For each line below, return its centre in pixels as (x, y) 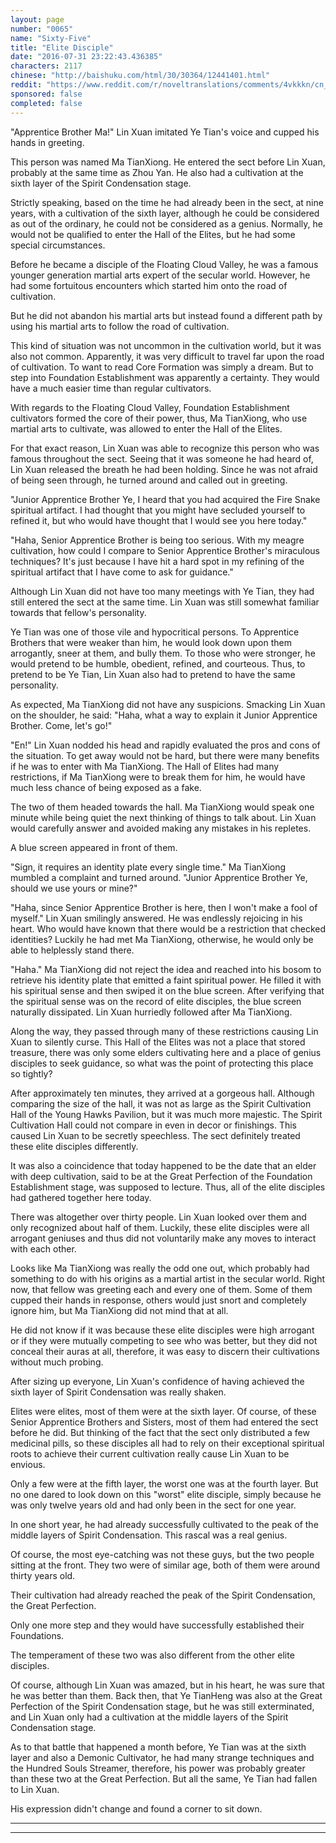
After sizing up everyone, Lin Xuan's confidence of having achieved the (157, 1381)
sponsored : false (46, 94)
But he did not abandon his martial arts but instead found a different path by (166, 315)
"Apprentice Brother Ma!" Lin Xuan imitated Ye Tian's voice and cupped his (165, 132)
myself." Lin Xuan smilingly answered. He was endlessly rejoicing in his (156, 918)
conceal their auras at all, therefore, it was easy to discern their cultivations (165, 1351)
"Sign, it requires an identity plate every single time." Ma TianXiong (148, 867)
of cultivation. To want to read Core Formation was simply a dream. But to (162, 367)
